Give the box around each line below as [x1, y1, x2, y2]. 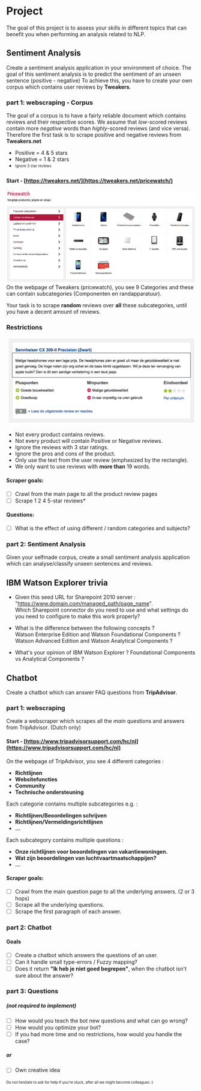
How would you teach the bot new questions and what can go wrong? [14, 1017, 188, 1025]
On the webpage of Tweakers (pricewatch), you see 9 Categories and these [6, 283, 194, 290]
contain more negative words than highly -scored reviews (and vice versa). [6, 125, 191, 132]
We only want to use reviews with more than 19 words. [14, 463, 151, 470]
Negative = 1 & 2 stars [14, 155, 70, 163]
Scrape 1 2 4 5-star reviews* [14, 497, 86, 504]
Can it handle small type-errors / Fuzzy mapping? [14, 958, 138, 966]
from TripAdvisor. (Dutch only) [6, 724, 81, 731]
